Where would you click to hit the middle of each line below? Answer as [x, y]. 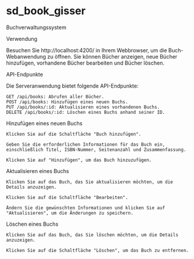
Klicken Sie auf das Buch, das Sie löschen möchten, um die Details [92, 235]
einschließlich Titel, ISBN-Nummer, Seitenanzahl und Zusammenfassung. [96, 149]
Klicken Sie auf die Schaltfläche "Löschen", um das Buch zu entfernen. [98, 250]
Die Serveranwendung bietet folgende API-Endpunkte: [72, 86]
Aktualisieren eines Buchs [38, 171]
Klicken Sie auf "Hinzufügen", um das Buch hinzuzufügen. [79, 160]
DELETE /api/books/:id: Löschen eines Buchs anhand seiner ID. [86, 112]
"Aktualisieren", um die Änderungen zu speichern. [70, 213]
